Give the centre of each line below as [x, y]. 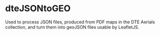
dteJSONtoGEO [38, 9]
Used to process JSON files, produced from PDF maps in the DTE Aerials [80, 22]
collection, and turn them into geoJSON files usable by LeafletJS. [72, 27]
